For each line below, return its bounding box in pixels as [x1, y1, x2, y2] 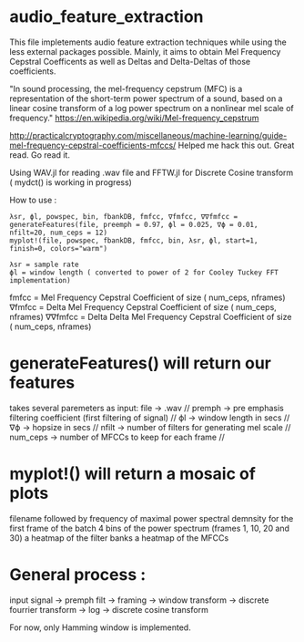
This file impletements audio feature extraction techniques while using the [9, 36, 287, 47]
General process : [9, 564, 147, 585]
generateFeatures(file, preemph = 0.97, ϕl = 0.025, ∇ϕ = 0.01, [9, 220, 258, 229]
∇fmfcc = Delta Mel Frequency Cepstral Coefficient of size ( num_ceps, [9, 301, 278, 312]
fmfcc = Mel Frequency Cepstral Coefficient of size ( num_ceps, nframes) [9, 292, 286, 303]
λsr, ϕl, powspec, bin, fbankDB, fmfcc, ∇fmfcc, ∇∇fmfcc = [9, 212, 238, 221]
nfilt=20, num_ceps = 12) [9, 228, 107, 237]
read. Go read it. [9, 149, 71, 160]
